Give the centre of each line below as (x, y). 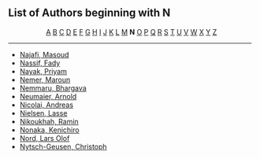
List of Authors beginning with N (89, 13)
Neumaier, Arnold (48, 96)
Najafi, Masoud (44, 54)
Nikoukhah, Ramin (49, 121)
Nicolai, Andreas (46, 105)
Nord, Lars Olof (45, 138)
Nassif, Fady (40, 63)
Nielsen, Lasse (43, 113)
